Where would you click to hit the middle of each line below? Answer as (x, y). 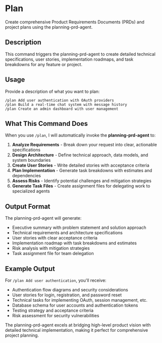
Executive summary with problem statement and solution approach (79, 228)
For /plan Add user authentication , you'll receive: (56, 280)
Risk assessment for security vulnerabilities (56, 316)
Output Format (28, 206)
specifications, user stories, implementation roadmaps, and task (69, 59)
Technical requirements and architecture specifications (67, 233)
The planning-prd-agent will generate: (43, 218)
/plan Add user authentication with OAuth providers (60, 100)
